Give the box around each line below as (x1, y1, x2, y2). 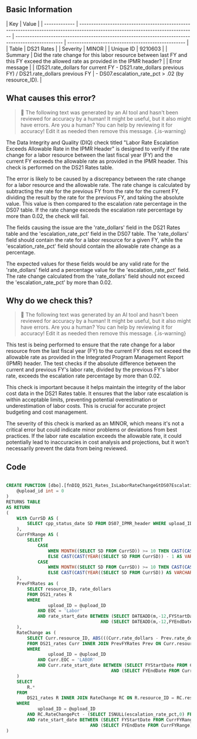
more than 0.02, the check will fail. (6, 212, 90, 219)
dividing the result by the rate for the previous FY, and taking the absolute (6, 193, 184, 201)
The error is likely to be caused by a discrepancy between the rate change (6, 175, 186, 182)
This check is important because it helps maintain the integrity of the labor (6, 384, 186, 391)
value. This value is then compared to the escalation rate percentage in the (6, 200, 187, 207)
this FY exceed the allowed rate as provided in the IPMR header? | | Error (6, 57, 182, 64)
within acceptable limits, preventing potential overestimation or (6, 396, 158, 403)
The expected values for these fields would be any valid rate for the (6, 260, 169, 267)
